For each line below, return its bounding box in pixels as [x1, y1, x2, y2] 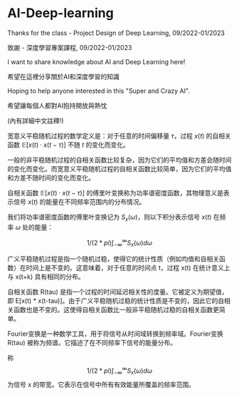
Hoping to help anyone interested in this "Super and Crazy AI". [7, 86, 191, 95]
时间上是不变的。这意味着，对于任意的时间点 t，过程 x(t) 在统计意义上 [26, 264, 230, 272]
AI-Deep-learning [7, 5, 114, 21]
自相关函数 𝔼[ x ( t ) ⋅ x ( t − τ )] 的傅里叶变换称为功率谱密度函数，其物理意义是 [7, 188, 224, 197]
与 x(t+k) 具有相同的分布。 [7, 272, 85, 281]
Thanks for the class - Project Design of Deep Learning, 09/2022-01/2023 [7, 29, 225, 37]
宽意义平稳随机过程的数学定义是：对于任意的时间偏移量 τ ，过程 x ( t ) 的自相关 [7, 131, 231, 140]
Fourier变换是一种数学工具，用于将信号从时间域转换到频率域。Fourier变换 [7, 329, 224, 338]
